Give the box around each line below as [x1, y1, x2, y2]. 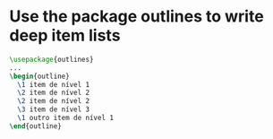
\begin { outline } [9, 72, 70, 81]
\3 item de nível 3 [17, 105, 90, 114]
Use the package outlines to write [9, 6, 264, 27]
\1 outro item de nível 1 [17, 114, 115, 123]
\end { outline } [9, 121, 63, 131]
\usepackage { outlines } [9, 55, 94, 64]
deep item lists [9, 25, 121, 46]
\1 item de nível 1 [17, 80, 90, 89]
